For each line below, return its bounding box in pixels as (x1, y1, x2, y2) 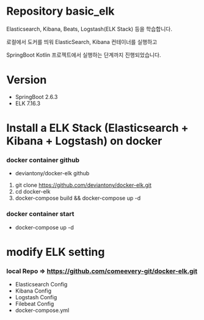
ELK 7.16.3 (15, 100, 41, 107)
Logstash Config (15, 294, 57, 301)
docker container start (6, 209, 75, 218)
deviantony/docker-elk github (15, 170, 90, 177)
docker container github (6, 156, 80, 164)
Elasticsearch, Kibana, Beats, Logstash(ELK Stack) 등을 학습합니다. (6, 25, 173, 32)
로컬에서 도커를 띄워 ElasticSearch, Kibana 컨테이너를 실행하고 (6, 38, 158, 45)
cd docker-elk (15, 188, 51, 195)
